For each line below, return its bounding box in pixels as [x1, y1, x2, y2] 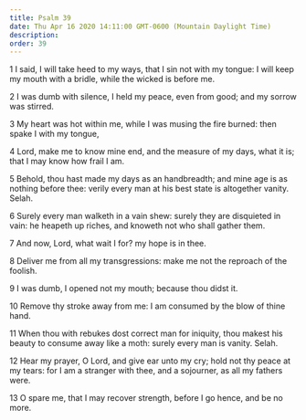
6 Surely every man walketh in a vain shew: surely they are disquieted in [9, 211, 281, 222]
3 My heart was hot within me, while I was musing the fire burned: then [9, 119, 277, 130]
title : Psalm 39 [9, 13, 71, 23]
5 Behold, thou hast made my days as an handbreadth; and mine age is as [9, 173, 288, 184]
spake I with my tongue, [9, 129, 100, 140]
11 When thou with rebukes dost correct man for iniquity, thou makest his [9, 328, 283, 339]
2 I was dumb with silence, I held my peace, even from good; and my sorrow [9, 91, 297, 102]
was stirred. [9, 101, 55, 112]
